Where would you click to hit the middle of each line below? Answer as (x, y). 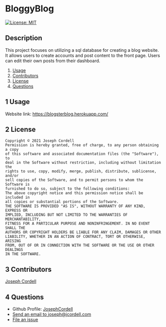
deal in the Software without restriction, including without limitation (83, 163)
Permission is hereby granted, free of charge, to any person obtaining (82, 145)
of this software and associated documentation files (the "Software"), (82, 154)
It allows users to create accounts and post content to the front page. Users (83, 55)
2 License (20, 129)
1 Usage (18, 102)
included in (17, 198)
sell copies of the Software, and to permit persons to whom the (74, 180)
